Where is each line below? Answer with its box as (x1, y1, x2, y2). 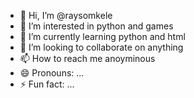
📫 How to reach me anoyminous (19, 53, 156, 64)
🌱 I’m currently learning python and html (19, 31, 186, 42)
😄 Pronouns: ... (19, 67, 85, 79)
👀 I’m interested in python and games (19, 20, 174, 32)
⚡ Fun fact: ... (19, 78, 75, 90)
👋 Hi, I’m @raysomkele (19, 10, 113, 21)
